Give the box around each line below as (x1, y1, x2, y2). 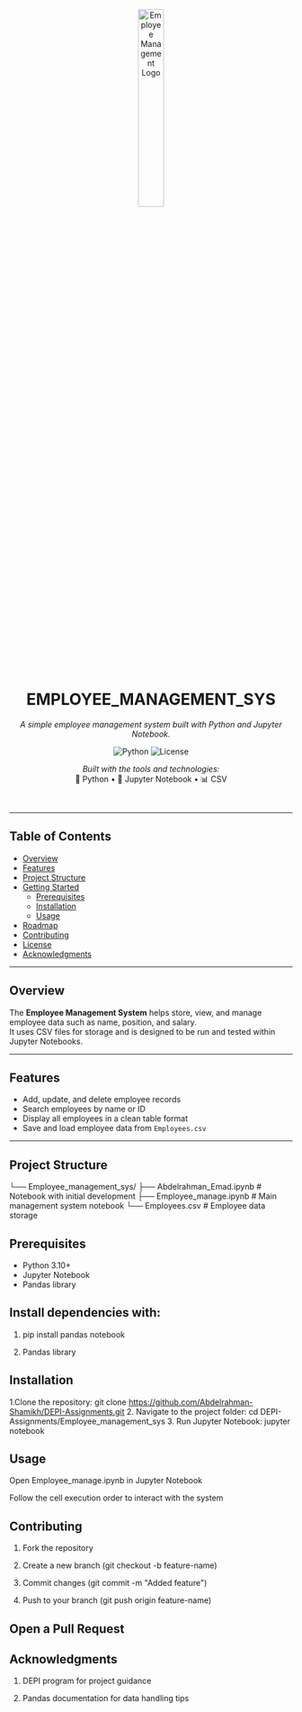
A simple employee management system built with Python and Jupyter (20, 719, 282, 729)
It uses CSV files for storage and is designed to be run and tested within (9, 1026, 276, 1037)
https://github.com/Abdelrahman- (129, 1396, 253, 1408)
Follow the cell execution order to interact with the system (9, 1492, 224, 1503)
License (22, 938, 52, 949)
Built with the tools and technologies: (82, 763, 220, 774)
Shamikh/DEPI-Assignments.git (9, 1406, 125, 1417)
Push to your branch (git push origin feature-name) (22, 1595, 212, 1606)
